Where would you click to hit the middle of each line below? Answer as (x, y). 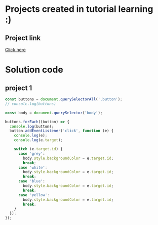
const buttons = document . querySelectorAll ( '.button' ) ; (64, 99)
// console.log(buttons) (31, 104)
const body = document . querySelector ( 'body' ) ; (54, 113)
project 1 (19, 88)
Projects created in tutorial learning (79, 9)
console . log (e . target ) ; (39, 140)
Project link (23, 38)
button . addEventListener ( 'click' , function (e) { (61, 131)
